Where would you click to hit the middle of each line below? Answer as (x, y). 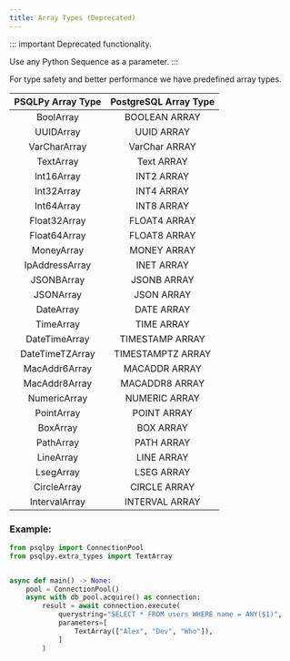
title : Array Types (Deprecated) (73, 18)
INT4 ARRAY (162, 190)
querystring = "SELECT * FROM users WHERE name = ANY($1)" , (170, 615)
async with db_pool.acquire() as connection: (114, 597)
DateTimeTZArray (57, 353)
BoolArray (57, 117)
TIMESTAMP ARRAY (163, 339)
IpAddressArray (58, 265)
